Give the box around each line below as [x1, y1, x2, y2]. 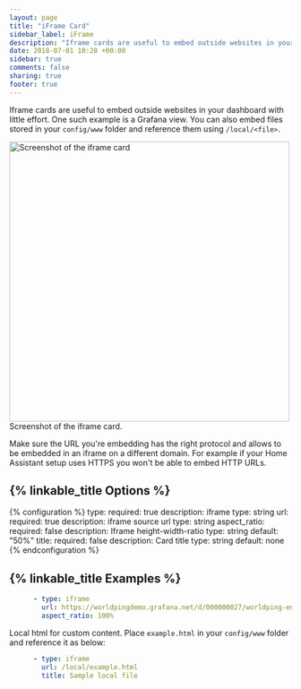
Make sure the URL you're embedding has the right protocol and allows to [9, 438, 282, 449]
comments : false [9, 64, 70, 73]
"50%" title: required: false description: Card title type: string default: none [9, 535, 285, 547]
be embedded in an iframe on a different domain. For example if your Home [9, 447, 288, 458]
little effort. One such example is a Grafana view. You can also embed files [9, 114, 284, 125]
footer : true [9, 80, 58, 89]
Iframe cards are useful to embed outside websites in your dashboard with [9, 104, 285, 115]
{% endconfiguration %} [9, 545, 100, 556]
